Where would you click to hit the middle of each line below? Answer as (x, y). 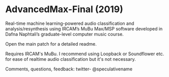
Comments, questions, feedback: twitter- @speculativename (69, 69)
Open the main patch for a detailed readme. (51, 44)
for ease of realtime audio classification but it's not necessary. (71, 59)
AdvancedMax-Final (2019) (64, 9)
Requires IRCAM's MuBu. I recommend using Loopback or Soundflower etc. (85, 54)
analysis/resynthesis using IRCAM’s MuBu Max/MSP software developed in (84, 28)
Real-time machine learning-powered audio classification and (70, 23)
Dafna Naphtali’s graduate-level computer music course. (64, 34)
